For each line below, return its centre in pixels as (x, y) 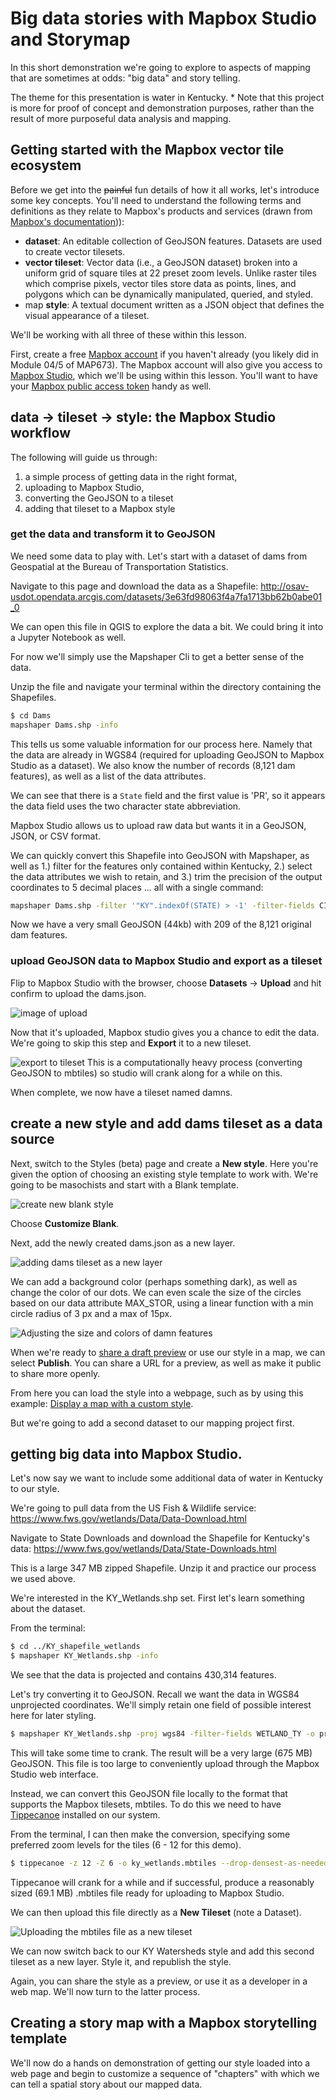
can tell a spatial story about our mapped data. (106, 2084)
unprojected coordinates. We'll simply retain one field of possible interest (161, 1705)
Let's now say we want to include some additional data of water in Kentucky (167, 1478)
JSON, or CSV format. (55, 836)
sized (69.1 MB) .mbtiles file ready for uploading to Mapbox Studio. (147, 1893)
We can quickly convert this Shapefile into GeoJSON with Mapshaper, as (160, 855)
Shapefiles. (33, 697)
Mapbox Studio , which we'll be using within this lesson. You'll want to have (164, 375)
